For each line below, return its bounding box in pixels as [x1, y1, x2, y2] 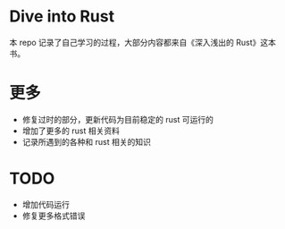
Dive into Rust [9, 6, 114, 27]
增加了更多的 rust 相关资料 [21, 125, 121, 136]
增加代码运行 [21, 199, 70, 209]
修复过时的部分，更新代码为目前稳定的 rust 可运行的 [21, 114, 214, 124]
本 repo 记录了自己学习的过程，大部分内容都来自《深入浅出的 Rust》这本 [9, 37, 277, 47]
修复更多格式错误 [21, 210, 86, 221]
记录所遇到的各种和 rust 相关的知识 [21, 136, 152, 147]
